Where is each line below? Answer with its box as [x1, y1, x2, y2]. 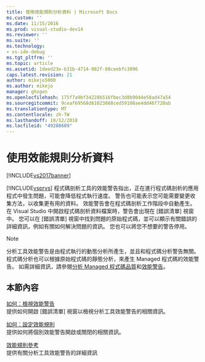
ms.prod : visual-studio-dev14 [6, 26, 84, 32]
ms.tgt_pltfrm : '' [6, 55, 53, 61]
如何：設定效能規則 [6, 320, 55, 328]
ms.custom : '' [6, 15, 43, 21]
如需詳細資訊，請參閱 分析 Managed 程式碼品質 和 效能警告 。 [18, 263, 169, 270]
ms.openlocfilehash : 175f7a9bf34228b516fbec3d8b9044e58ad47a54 [6, 94, 171, 100]
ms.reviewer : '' [6, 32, 48, 38]
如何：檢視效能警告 [6, 300, 55, 307]
